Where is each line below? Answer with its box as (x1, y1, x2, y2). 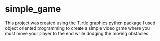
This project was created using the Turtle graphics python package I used (5, 20, 156, 26)
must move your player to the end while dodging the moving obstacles (5, 30, 149, 36)
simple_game (5, 3, 61, 15)
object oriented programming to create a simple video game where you (5, 25, 150, 31)
